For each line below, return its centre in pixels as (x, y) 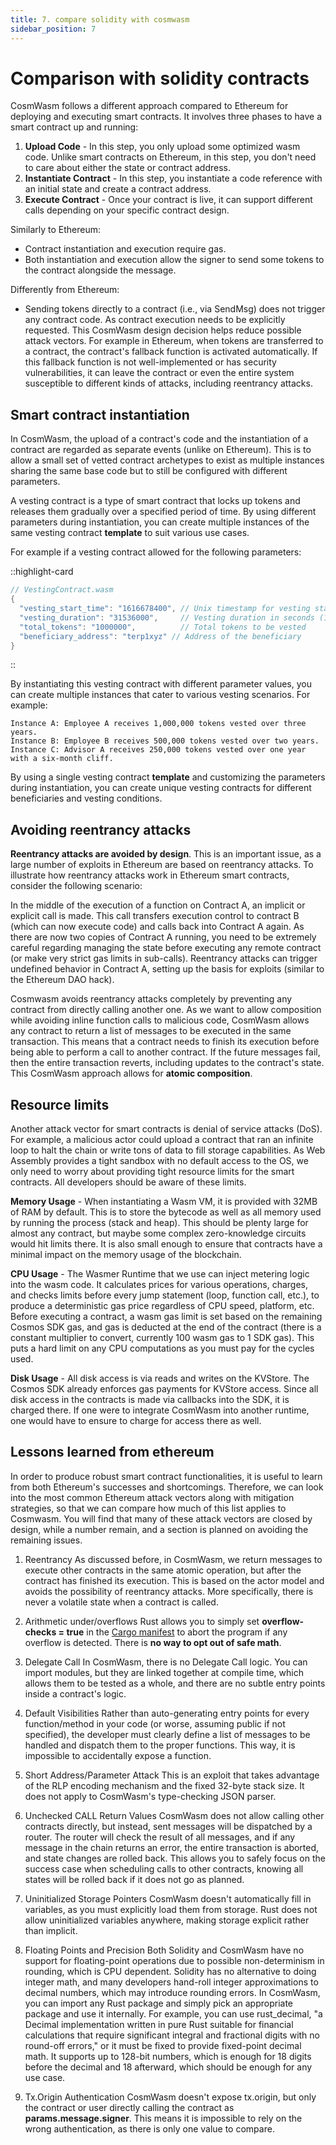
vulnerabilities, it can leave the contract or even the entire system (159, 373)
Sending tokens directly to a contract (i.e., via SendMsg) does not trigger (175, 309)
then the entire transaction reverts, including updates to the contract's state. (167, 1063)
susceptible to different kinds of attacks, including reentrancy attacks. (168, 383)
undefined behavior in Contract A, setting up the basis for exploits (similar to (167, 969)
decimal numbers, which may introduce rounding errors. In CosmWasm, (172, 1992)
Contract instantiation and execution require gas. (125, 249)
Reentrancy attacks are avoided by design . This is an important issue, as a (166, 854)
